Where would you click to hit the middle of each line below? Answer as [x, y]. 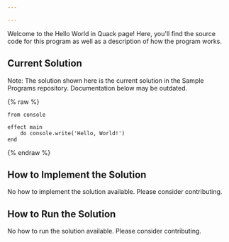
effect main [25, 127]
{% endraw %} [29, 152]
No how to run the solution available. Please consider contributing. [105, 231]
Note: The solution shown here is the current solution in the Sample [106, 80]
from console [27, 115]
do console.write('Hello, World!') [73, 133]
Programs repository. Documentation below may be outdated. [97, 88]
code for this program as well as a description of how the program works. [114, 41]
